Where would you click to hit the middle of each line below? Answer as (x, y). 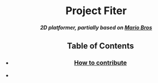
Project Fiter (96, 11)
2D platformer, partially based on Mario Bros (96, 27)
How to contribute (101, 63)
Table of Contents (101, 46)
